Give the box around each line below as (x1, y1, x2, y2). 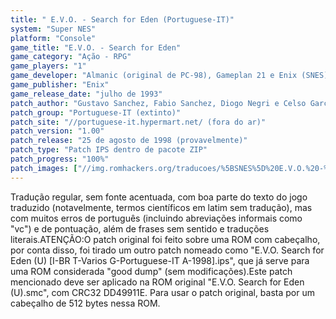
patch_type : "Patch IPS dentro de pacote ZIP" (10, 145, 208, 155)
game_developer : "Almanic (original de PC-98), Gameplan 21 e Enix (10, 71, 298, 81)
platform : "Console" (10, 33, 97, 43)
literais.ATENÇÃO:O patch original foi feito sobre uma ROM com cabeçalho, (10, 233, 321, 245)
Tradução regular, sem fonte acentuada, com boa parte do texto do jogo (10, 191, 308, 203)
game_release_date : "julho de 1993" (10, 89, 163, 99)
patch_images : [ (10, 163, 78, 173)
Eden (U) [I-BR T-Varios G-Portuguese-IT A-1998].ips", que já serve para (10, 254, 310, 266)
